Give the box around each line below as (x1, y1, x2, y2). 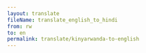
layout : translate (7, 10, 60, 17)
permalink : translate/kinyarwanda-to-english (7, 36, 139, 43)
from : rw (7, 23, 32, 30)
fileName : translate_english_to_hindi (7, 17, 118, 23)
